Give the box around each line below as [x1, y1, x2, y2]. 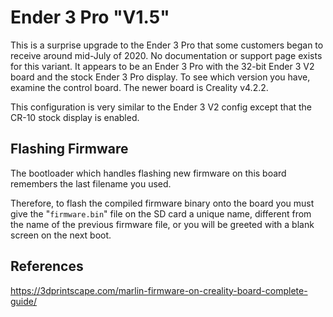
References [10, 258, 84, 275]
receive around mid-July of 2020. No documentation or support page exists [10, 49, 323, 61]
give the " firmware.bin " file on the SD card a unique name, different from [10, 207, 312, 220]
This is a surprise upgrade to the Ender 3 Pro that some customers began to [10, 39, 324, 51]
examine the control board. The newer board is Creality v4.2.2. [10, 81, 269, 93]
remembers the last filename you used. [10, 177, 172, 190]
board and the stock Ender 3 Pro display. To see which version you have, [10, 71, 311, 83]
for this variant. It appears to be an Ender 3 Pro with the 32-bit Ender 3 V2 [10, 60, 315, 72]
